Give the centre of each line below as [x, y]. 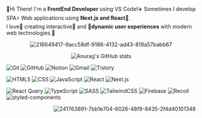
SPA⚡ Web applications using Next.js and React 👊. [68, 18]
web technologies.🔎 [31, 33]
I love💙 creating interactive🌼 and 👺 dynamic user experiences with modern [99, 26]
